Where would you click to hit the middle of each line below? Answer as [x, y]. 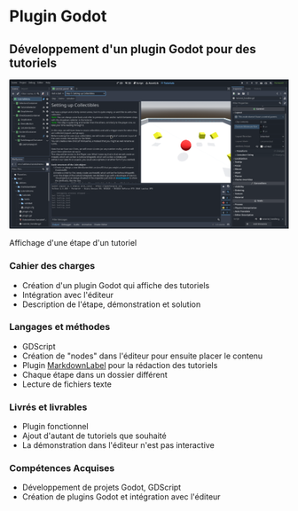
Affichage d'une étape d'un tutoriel [73, 243]
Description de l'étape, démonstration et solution [111, 304]
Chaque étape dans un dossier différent [95, 374]
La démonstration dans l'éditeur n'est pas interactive [118, 445]
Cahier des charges [52, 266]
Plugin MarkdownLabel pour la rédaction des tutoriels [120, 365]
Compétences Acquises [62, 468]
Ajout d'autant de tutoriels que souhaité [94, 436]
